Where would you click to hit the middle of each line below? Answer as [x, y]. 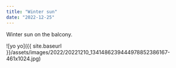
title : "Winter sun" [32, 12]
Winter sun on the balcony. [40, 34]
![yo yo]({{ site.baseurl [34, 46]
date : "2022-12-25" [31, 17]
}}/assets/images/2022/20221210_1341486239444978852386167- [88, 52]
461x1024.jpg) [24, 58]
